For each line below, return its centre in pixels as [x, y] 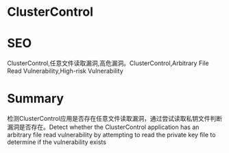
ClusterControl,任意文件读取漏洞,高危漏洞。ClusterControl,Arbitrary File [108, 63]
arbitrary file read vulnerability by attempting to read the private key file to [111, 135]
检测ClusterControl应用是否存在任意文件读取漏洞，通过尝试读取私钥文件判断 [115, 119]
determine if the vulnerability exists [57, 142]
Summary [35, 98]
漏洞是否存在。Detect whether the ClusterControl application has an [103, 127]
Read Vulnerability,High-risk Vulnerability [65, 71]
